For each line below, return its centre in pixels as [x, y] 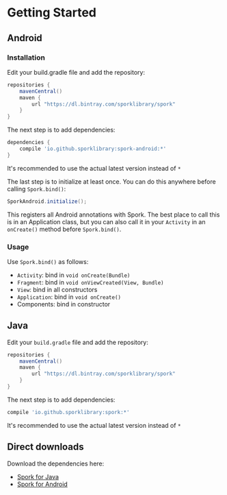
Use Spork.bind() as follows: [48, 261]
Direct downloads [45, 447]
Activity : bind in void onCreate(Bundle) [74, 275]
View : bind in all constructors [57, 289]
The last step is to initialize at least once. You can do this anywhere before [112, 181]
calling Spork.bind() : [37, 189]
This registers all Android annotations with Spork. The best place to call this [113, 215]
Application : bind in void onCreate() [69, 297]
